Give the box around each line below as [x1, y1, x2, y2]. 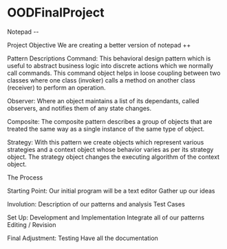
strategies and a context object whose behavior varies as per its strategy [7, 145, 214, 153]
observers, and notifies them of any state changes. [7, 104, 152, 112]
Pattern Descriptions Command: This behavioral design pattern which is [7, 54, 211, 63]
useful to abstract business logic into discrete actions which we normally [7, 61, 213, 69]
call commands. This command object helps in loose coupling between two [7, 69, 221, 77]
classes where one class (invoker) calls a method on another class [7, 76, 196, 84]
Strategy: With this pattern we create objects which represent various [7, 138, 204, 146]
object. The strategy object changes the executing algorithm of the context [7, 153, 220, 161]
